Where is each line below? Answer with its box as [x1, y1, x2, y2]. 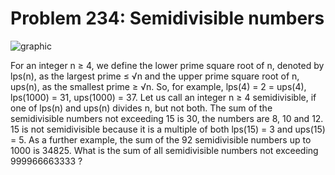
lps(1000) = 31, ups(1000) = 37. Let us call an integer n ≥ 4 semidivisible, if [10, 91, 317, 103]
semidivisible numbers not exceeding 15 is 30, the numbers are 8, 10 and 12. [10, 112, 324, 124]
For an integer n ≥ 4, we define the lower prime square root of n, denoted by [10, 59, 325, 71]
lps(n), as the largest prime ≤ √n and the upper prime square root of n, [10, 70, 300, 82]
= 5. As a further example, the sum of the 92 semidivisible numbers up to [10, 133, 312, 146]
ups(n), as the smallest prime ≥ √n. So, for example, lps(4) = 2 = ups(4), [10, 80, 307, 92]
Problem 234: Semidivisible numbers [10, 7, 325, 30]
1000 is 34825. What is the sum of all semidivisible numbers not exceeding [10, 144, 319, 156]
